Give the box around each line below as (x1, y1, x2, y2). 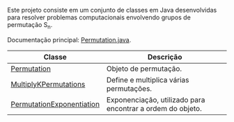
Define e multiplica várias (106, 75, 189, 85)
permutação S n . (7, 21, 53, 31)
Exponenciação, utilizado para (106, 95, 205, 105)
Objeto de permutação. (106, 64, 182, 73)
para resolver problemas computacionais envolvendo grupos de (7, 13, 192, 21)
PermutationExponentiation (10, 99, 100, 109)
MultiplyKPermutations (10, 79, 86, 89)
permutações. (106, 83, 152, 93)
